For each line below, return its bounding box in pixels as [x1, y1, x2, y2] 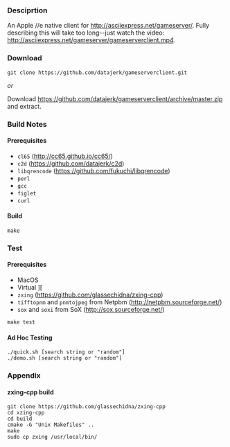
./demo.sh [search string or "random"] [7, 355, 123, 362]
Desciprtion [7, 6, 48, 15]
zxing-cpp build [7, 387, 54, 396]
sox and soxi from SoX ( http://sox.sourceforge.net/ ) [17, 306, 165, 314]
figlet [17, 190, 37, 197]
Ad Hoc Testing [7, 333, 53, 342]
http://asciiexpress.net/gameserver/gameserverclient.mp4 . [7, 36, 175, 44]
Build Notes [7, 119, 47, 129]
